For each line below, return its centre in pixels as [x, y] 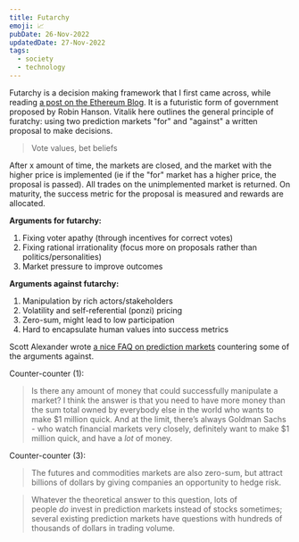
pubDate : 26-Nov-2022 [50, 34]
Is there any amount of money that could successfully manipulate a [154, 390]
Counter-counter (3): [48, 455]
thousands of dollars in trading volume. [103, 528]
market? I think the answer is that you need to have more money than [158, 400]
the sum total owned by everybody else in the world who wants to [152, 409]
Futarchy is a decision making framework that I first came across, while [140, 92]
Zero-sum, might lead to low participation [98, 320]
